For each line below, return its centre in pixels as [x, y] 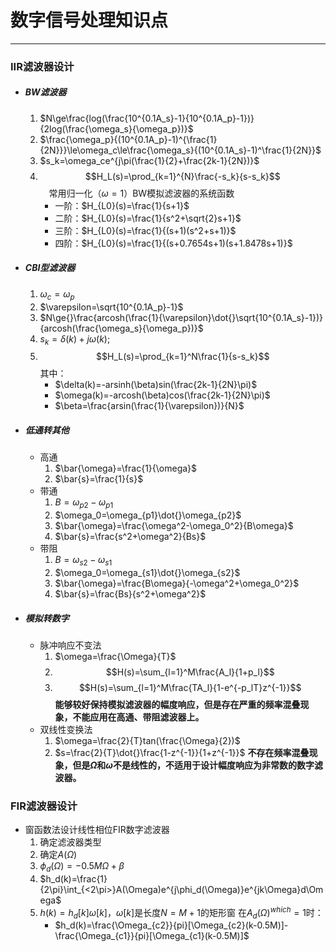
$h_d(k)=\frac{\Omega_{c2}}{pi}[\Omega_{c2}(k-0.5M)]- [171, 925]
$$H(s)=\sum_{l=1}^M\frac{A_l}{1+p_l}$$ [190, 672]
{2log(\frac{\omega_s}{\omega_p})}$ [116, 128]
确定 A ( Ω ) [58, 855]
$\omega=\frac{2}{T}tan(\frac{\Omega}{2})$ [147, 740]
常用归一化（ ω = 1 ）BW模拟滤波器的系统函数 [141, 193]
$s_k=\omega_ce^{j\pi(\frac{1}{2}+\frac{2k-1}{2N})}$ [149, 160]
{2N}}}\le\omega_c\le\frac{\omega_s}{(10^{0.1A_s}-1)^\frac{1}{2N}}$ [180, 150]
